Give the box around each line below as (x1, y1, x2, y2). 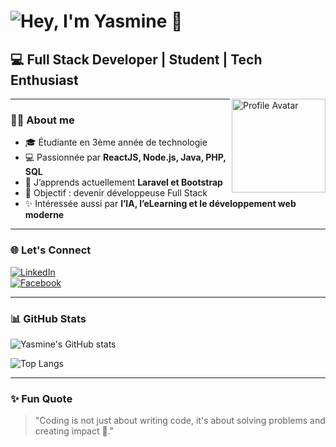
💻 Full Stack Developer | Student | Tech (10, 51, 263, 68)
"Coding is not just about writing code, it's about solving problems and (34, 415, 326, 427)
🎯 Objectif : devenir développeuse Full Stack (24, 187, 208, 199)
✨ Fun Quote (10, 391, 73, 405)
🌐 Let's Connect (10, 243, 92, 257)
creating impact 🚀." (34, 425, 115, 437)
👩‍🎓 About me (10, 113, 75, 127)
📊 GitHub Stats (10, 311, 87, 325)
